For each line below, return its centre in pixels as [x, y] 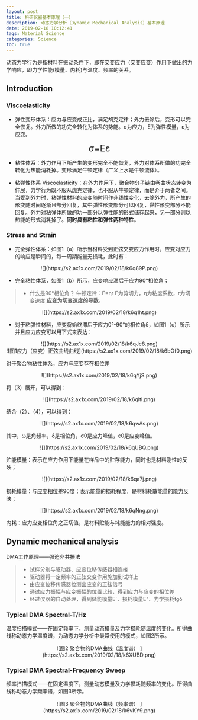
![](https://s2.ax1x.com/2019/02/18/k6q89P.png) [99, 268]
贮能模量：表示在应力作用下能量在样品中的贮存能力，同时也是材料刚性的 [94, 459]
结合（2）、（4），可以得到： [39, 411]
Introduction [30, 89]
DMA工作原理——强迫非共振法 [43, 556]
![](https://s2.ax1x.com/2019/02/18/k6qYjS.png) [99, 375]
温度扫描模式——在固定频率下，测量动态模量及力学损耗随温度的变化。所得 [97, 628]
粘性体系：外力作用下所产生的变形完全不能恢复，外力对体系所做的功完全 [103, 162]
